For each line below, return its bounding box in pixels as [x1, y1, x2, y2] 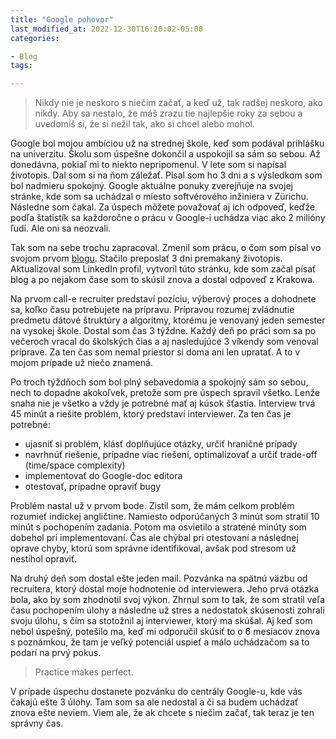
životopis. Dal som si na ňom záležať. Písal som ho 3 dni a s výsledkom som [10, 169, 323, 181]
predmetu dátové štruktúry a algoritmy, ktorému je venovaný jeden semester [10, 314, 326, 326]
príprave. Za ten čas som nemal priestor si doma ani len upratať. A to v [10, 346, 301, 358]
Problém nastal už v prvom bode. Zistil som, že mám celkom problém [10, 500, 295, 512]
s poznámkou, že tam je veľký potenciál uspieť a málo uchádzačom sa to [10, 636, 310, 648]
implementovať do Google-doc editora [24, 470, 183, 482]
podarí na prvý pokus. [10, 647, 102, 659]
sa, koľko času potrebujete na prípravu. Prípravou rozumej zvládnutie [10, 304, 295, 316]
